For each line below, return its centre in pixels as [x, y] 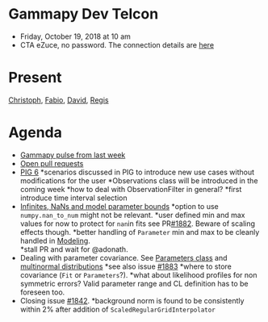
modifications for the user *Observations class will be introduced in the [139, 180]
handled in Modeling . [55, 240]
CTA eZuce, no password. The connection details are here [117, 44]
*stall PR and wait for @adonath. [74, 249]
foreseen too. [42, 292]
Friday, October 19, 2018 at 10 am [75, 36]
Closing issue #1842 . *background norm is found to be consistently [132, 300]
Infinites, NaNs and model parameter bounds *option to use [119, 206]
